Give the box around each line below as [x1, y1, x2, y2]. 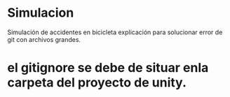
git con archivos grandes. [7, 35, 81, 43]
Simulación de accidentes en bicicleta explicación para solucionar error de [7, 28, 223, 36]
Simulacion [7, 5, 74, 21]
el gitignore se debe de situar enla [7, 60, 209, 76]
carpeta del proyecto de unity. [7, 75, 187, 91]
